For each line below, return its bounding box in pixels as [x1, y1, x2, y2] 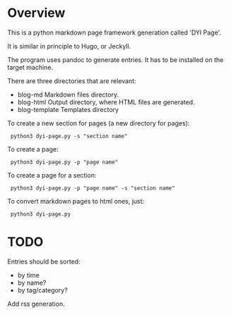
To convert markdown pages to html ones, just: [7, 197, 145, 205]
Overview [7, 5, 66, 21]
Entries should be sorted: [7, 257, 81, 266]
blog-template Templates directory [17, 105, 119, 113]
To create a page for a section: [7, 171, 97, 179]
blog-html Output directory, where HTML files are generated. [17, 97, 196, 106]
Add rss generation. [7, 299, 65, 308]
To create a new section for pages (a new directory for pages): [7, 118, 190, 128]
